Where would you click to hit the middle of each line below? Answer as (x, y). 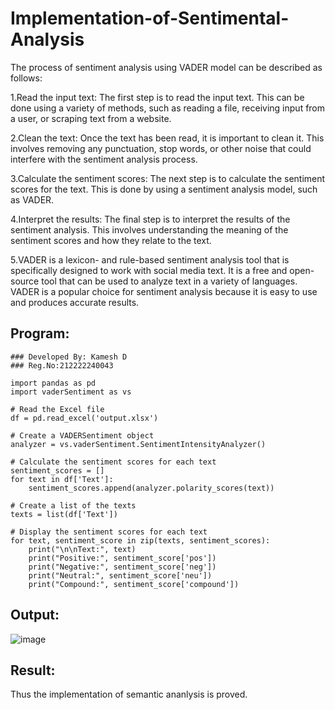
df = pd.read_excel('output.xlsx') (84, 418)
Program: (40, 333)
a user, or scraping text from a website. (91, 118)
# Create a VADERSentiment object (82, 435)
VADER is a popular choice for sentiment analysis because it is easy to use (164, 291)
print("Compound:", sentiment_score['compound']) (134, 584)
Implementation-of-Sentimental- (150, 18)
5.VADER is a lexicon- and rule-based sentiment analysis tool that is (150, 259)
